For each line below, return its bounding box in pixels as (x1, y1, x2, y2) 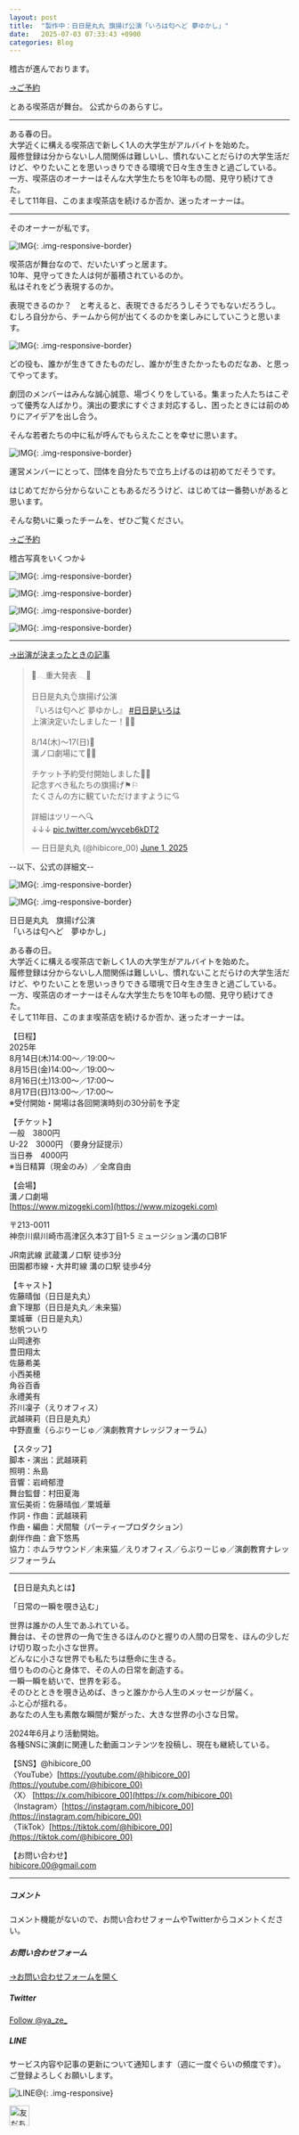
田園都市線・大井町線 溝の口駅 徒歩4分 (9, 1261, 151, 1272)
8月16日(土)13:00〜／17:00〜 (9, 1076, 115, 1086)
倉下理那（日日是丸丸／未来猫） (9, 1302, 126, 1313)
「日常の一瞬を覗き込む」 (9, 1601, 103, 1612)
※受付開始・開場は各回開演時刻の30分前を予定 (9, 1098, 181, 1108)
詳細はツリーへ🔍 (30, 812, 94, 822)
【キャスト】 (9, 1280, 56, 1290)
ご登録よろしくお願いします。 (9, 2070, 118, 2081)
